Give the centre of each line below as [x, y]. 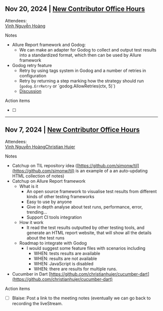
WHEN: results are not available [65, 259]
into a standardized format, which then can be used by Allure [80, 55]
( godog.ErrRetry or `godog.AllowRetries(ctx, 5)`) [67, 86]
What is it [29, 186]
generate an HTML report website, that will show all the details [89, 233]
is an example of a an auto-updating [112, 171]
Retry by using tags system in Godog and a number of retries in [83, 70]
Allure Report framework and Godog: [49, 45]
